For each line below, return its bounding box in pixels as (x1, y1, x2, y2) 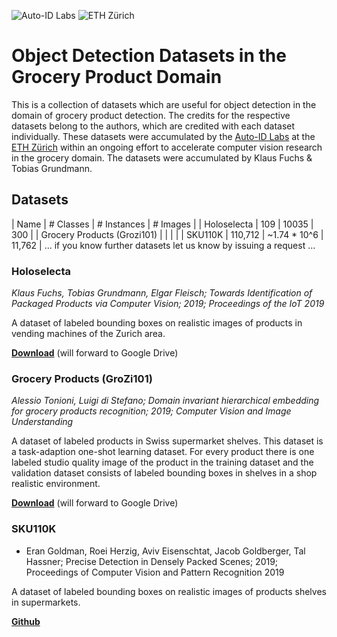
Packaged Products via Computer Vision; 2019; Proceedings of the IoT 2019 (11, 298, 325, 310)
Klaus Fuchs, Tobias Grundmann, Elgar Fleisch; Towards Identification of (11, 287, 313, 299)
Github (11, 615, 41, 627)
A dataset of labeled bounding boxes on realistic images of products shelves (11, 585, 327, 597)
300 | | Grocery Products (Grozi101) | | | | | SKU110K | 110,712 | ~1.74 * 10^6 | (11, 228, 324, 240)
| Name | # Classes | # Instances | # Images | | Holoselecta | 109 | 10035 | (11, 218, 314, 230)
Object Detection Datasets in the (11, 45, 287, 67)
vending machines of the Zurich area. (11, 328, 166, 340)
